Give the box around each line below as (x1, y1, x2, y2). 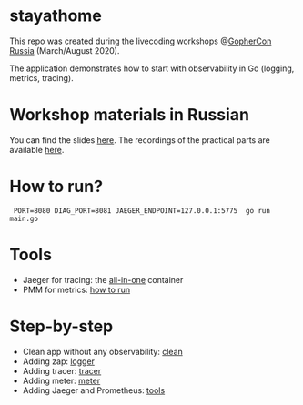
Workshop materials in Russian (9, 105, 250, 126)
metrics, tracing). (9, 72, 75, 83)
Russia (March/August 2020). (9, 45, 120, 56)
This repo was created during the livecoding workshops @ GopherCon (9, 35, 272, 46)
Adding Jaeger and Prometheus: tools (22, 384, 166, 396)
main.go (9, 214, 39, 223)
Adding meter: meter (22, 375, 101, 386)
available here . (9, 144, 65, 155)
